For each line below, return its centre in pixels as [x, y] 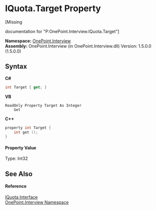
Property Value [21, 148]
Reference [16, 186]
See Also [19, 174]
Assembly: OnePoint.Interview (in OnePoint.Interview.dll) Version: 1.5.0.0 [78, 46]
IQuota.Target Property [53, 9]
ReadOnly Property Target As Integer [43, 105]
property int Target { [28, 128]
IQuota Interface [21, 197]
